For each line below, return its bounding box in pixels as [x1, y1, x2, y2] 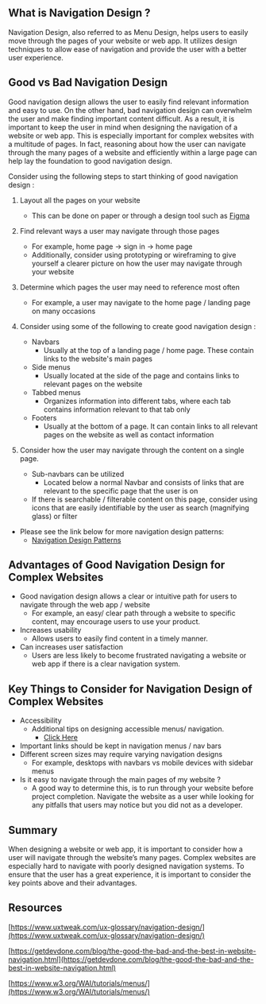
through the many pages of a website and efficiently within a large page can [8, 147, 257, 157]
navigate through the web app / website [19, 600, 151, 610]
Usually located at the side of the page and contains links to [43, 370, 240, 380]
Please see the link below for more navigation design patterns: [19, 526, 225, 536]
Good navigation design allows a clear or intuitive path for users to [19, 591, 237, 601]
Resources [8, 901, 63, 915]
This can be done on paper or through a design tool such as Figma [31, 211, 250, 220]
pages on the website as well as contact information [43, 429, 214, 440]
